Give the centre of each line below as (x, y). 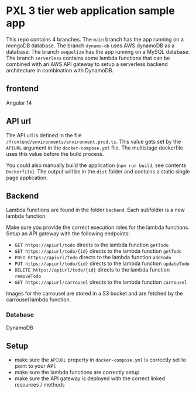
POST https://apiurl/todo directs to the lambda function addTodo (93, 258)
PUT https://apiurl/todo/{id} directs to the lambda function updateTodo (102, 263)
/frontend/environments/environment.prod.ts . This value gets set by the (94, 141)
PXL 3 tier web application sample (91, 11)
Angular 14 (19, 103)
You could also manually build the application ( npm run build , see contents (96, 165)
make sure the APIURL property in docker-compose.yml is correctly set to (100, 360)
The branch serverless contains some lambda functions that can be (88, 58)
